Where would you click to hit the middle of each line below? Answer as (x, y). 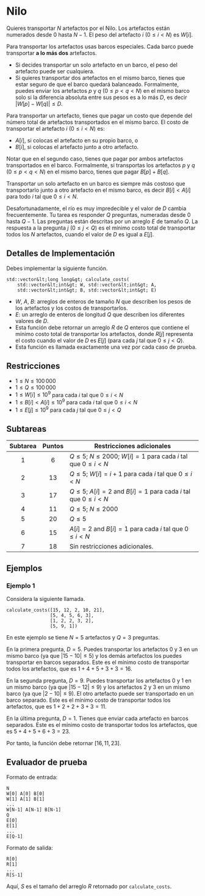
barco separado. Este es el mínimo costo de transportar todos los (88, 700)
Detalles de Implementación (61, 254)
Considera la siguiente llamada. (46, 599)
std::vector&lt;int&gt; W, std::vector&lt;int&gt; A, (87, 285)
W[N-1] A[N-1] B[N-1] (34, 810)
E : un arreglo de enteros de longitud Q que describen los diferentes (100, 314)
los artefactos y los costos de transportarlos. (71, 308)
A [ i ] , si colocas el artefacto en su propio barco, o (77, 140)
